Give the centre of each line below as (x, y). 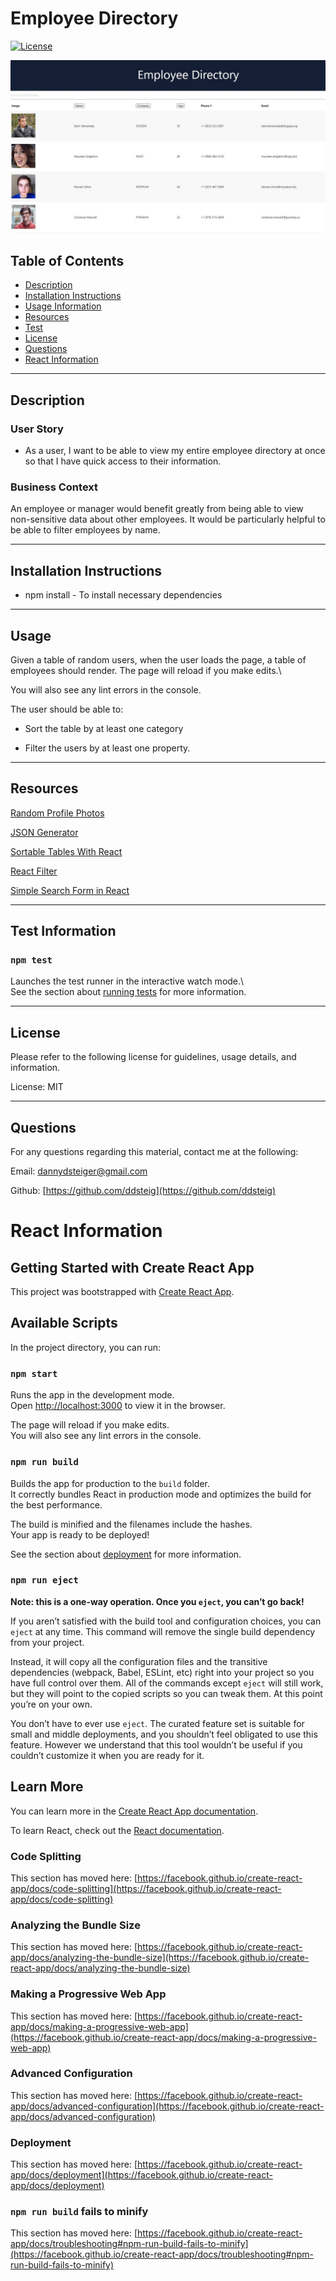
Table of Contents (67, 260)
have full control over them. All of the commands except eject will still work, (167, 1683)
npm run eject (44, 1580)
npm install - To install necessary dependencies (123, 595)
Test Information (63, 931)
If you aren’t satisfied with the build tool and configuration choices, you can (166, 1621)
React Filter (34, 871)
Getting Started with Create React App (132, 1267)
